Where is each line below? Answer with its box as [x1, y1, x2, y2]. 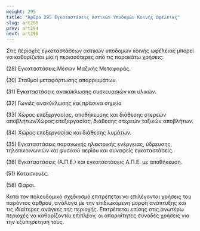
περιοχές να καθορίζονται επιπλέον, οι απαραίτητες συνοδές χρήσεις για [6, 212, 190, 219]
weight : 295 [6, 8, 36, 15]
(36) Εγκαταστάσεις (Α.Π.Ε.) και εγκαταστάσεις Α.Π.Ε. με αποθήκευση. [6, 158, 183, 166]
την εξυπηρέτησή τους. [6, 218, 64, 226]
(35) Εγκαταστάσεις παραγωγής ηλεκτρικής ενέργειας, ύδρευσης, [6, 141, 173, 148]
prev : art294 [6, 25, 39, 32]
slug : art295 [6, 20, 39, 26]
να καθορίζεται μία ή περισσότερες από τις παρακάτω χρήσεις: [6, 54, 164, 61]
